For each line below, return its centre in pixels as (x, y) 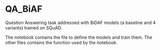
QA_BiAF (24, 9)
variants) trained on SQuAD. (34, 27)
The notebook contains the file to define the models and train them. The (79, 37)
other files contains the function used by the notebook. (61, 42)
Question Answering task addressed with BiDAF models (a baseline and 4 (80, 23)
